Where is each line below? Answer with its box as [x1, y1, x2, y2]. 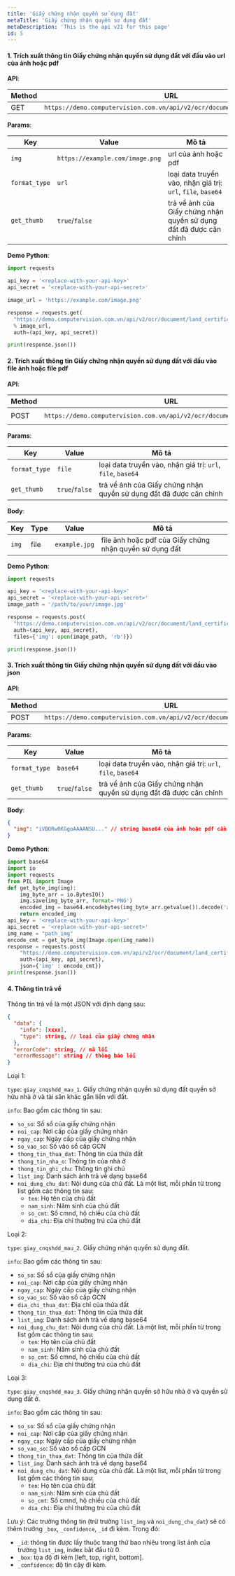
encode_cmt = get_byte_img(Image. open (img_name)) [7, 936, 155, 943]
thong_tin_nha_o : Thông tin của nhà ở [17, 1157, 126, 1166]
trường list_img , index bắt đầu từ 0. [17, 1546, 121, 1554]
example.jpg [55, 540, 94, 548]
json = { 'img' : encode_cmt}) [20, 962, 101, 970]
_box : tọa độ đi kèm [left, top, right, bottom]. [17, 1553, 144, 1562]
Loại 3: [7, 1374, 27, 1382]
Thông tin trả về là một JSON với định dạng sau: [7, 1000, 145, 1009]
